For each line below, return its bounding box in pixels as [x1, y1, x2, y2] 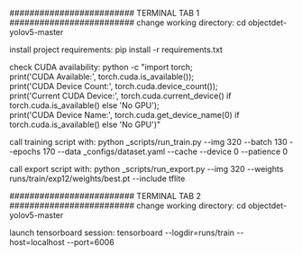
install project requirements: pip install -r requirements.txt [9, 44, 224, 55]
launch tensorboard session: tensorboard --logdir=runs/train [9, 227, 235, 238]
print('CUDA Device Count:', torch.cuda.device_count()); [9, 81, 218, 91]
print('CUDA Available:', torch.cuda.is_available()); [9, 71, 195, 82]
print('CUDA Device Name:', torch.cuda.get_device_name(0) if [9, 110, 241, 120]
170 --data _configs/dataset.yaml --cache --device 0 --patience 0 [42, 146, 288, 157]
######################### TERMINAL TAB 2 [9, 191, 201, 201]
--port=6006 [66, 237, 114, 247]
